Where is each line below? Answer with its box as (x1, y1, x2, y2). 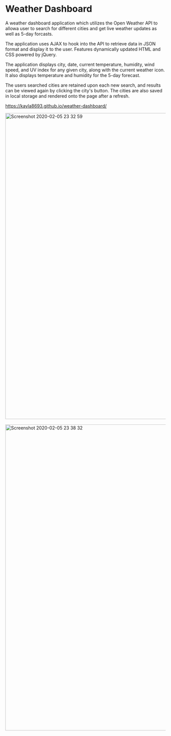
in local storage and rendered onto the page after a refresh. (5, 93, 130, 99)
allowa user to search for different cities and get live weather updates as (5, 25, 157, 31)
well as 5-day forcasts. (5, 31, 53, 37)
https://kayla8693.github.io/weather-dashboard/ (5, 103, 107, 109)
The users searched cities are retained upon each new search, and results (5, 82, 161, 88)
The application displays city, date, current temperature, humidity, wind (5, 61, 155, 67)
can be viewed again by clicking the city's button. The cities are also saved (5, 87, 163, 93)
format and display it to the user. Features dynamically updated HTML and (5, 46, 161, 52)
